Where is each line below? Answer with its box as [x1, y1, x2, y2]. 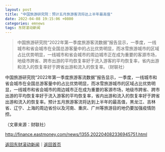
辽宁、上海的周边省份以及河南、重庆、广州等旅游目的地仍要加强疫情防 [13, 105, 156, 111]
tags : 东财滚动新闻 [5, 25, 41, 30]
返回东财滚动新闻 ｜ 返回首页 [5, 142, 61, 148]
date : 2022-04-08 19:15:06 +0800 [5, 16, 74, 21]
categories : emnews [5, 21, 45, 26]
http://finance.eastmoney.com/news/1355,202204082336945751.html [5, 131, 147, 137]
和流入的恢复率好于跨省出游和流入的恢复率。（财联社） [17, 64, 127, 70]
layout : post [5, 7, 32, 12]
